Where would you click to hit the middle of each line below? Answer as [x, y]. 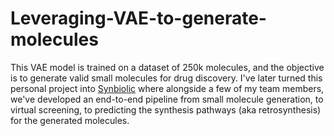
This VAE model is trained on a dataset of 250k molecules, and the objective [167, 67]
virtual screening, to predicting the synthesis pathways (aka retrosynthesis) [166, 109]
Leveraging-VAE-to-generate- [138, 18]
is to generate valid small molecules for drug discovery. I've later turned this [166, 78]
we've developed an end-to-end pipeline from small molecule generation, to [167, 99]
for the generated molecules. [70, 120]
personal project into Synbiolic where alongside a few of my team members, [167, 88]
